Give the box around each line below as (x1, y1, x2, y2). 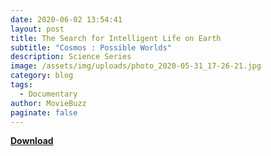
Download (10, 135, 54, 147)
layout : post (10, 24, 65, 34)
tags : (10, 80, 33, 90)
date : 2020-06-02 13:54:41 (10, 14, 123, 25)
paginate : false (10, 107, 78, 118)
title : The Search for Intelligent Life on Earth (10, 33, 222, 43)
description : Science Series (10, 52, 132, 62)
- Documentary (19, 89, 78, 99)
